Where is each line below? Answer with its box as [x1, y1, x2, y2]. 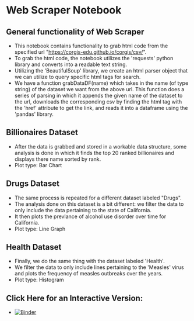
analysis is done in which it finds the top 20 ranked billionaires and [14, 149, 175, 156]
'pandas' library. [14, 111, 54, 118]
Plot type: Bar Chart [14, 161, 62, 168]
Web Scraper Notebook [6, 4, 122, 17]
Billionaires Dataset [6, 127, 79, 137]
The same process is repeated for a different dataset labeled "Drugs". [14, 194, 182, 201]
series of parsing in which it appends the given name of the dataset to [14, 92, 183, 99]
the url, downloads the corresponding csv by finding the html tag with [14, 98, 182, 105]
